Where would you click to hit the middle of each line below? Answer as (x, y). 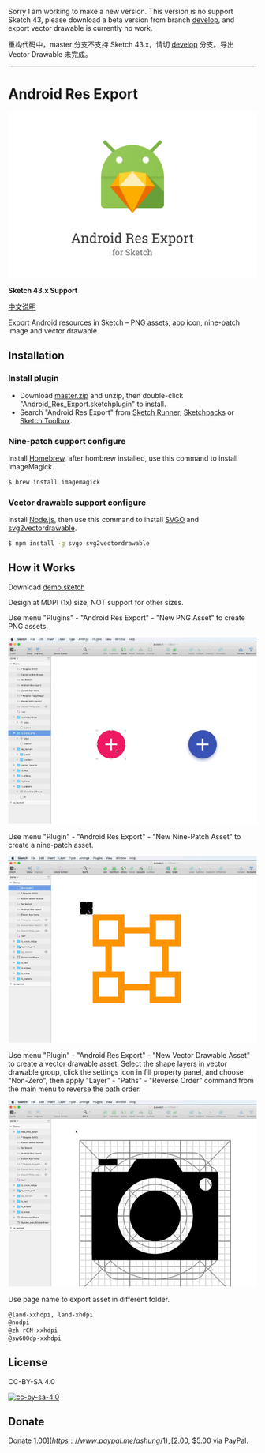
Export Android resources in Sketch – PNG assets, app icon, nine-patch (124, 322)
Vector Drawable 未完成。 (50, 54)
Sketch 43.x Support (43, 290)
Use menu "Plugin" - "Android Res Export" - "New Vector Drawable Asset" (129, 1055)
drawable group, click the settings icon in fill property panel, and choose (126, 1072)
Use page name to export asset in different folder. (89, 1299)
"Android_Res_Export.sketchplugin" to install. (93, 404)
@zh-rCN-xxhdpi (33, 1331)
